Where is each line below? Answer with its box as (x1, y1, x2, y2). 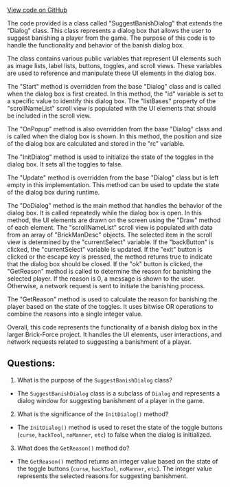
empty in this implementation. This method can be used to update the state (7, 181, 220, 188)
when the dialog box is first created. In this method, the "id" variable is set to (7, 89, 224, 98)
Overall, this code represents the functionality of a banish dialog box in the (7, 323, 218, 331)
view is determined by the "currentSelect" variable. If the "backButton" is (7, 238, 214, 246)
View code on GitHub (7, 6, 67, 14)
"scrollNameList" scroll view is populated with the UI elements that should (7, 105, 216, 112)
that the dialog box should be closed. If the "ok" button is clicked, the (7, 260, 203, 268)
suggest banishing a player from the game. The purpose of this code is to (7, 34, 215, 42)
